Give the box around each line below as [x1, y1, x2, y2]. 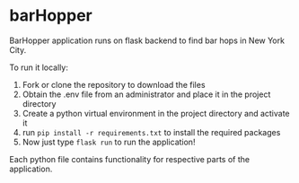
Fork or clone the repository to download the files [22, 79, 206, 90]
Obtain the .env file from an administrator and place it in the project [22, 89, 271, 100]
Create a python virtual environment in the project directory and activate [22, 108, 290, 118]
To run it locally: [9, 62, 69, 73]
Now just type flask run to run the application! [22, 136, 196, 147]
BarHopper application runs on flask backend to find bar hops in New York [9, 35, 286, 46]
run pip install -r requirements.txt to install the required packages [22, 126, 281, 137]
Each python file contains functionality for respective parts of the [9, 153, 250, 164]
